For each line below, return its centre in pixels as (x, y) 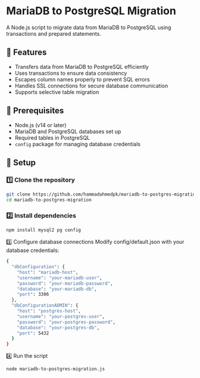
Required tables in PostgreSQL (52, 137)
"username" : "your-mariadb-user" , (60, 278)
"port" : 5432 (33, 333)
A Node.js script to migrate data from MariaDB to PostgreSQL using (89, 27)
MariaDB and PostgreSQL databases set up (68, 131)
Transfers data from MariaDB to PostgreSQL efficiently (82, 67)
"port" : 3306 (33, 294)
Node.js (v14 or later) (40, 125)
